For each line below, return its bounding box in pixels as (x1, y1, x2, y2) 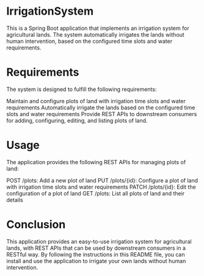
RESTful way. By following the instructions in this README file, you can (6, 250, 185, 258)
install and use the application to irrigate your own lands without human (6, 257, 186, 264)
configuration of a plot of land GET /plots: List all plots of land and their (6, 189, 185, 197)
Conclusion (6, 218, 66, 231)
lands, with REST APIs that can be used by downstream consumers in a (6, 244, 186, 252)
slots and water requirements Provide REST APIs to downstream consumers (6, 110, 197, 117)
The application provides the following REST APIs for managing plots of (6, 158, 186, 165)
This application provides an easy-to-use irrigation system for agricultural (6, 238, 192, 245)
